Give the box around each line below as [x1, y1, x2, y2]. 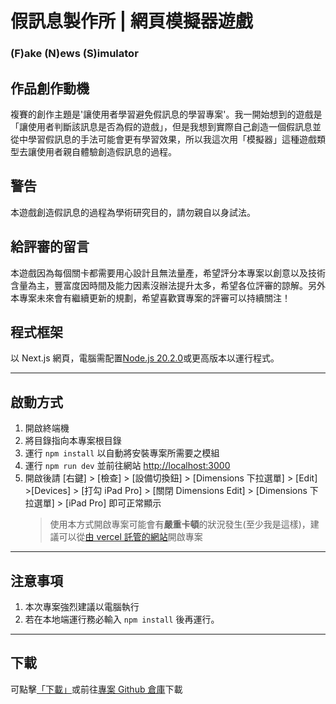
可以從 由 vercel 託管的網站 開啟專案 [58, 531, 203, 543]
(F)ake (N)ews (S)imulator [10, 47, 139, 61]
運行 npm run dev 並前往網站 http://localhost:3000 [24, 460, 231, 472]
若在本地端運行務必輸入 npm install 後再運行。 [24, 613, 220, 625]
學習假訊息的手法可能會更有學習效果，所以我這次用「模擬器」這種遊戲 [27, 133, 317, 145]
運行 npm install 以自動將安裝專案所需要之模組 [24, 447, 220, 459]
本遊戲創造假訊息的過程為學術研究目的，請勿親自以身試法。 [10, 206, 256, 218]
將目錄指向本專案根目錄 [24, 435, 122, 447]
